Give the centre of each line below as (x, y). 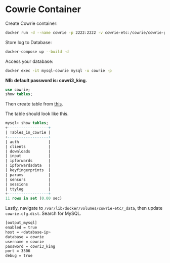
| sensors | (28, 179)
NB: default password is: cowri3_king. (46, 80)
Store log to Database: (29, 42)
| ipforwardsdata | (28, 166)
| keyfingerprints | (28, 170)
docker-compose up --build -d (37, 52)
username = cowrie (25, 242)
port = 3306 (18, 251)
